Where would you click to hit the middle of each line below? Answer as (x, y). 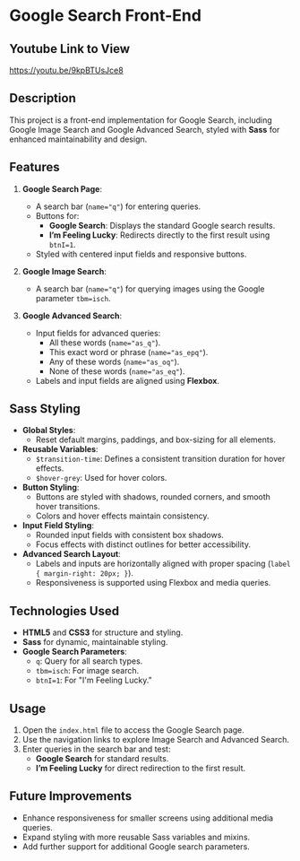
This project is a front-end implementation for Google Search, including (141, 120)
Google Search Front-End (105, 16)
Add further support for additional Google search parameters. (136, 846)
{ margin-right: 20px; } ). (85, 573)
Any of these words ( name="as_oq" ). (114, 361)
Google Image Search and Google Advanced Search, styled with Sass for (145, 129)
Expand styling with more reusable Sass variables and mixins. (136, 837)
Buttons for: (57, 215)
